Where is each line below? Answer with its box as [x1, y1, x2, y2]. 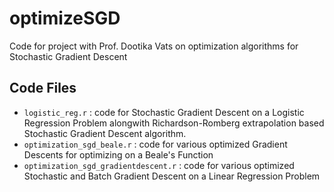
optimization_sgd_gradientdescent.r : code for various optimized [23, 159, 295, 171]
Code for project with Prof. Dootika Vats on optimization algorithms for [9, 40, 299, 52]
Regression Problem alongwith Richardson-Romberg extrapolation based [23, 117, 325, 129]
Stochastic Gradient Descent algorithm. [23, 127, 187, 139]
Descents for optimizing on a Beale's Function [23, 148, 214, 161]
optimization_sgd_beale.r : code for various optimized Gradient [23, 138, 288, 150]
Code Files [9, 80, 77, 97]
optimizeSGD [9, 7, 121, 30]
